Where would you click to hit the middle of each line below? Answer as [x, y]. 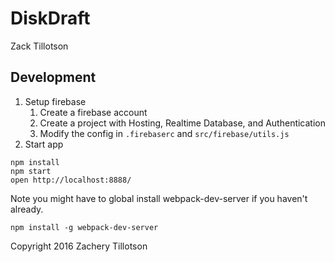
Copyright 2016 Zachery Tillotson [79, 246]
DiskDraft [50, 18]
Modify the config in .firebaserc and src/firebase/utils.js [164, 133]
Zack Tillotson [39, 46]
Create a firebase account [93, 112]
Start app [44, 144]
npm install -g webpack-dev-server [84, 227]
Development [53, 77]
